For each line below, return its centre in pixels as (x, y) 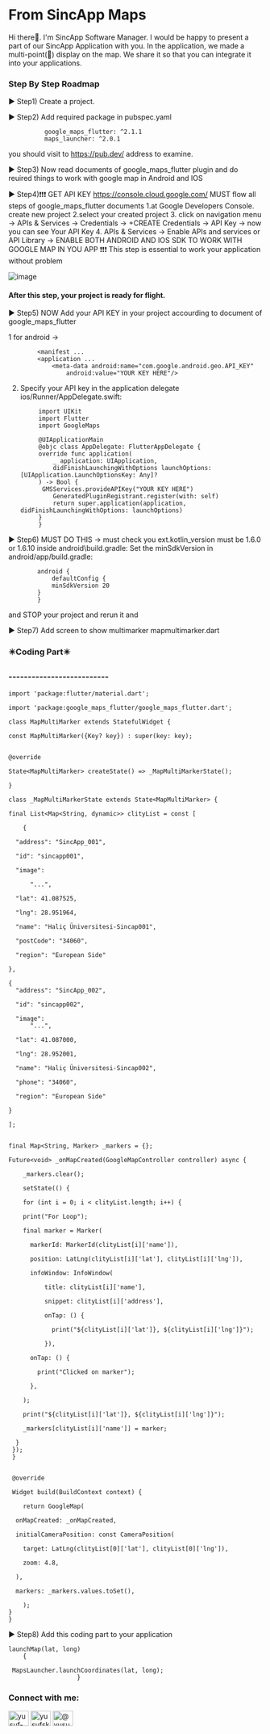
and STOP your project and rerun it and (73, 615)
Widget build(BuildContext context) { (77, 1492)
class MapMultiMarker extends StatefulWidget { (90, 722)
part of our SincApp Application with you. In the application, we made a (127, 45)
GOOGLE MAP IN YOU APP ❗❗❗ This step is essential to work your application (135, 250)
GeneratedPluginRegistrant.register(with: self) (136, 497)
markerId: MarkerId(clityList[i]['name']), (104, 1245)
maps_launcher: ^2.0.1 (82, 139)
